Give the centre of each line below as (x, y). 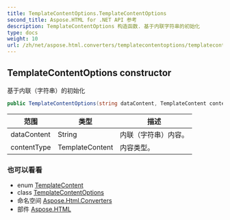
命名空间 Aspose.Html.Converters (64, 200)
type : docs (23, 33)
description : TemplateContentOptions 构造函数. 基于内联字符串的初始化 (104, 26)
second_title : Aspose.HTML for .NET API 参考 (72, 20)
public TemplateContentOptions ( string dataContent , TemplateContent (107, 103)
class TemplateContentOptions (61, 192)
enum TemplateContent (50, 185)
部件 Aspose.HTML (44, 209)
